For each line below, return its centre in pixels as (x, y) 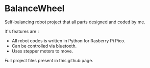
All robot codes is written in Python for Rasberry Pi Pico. (68, 41)
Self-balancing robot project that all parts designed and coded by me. (75, 22)
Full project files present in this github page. (49, 60)
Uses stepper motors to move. (42, 51)
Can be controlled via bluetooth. (44, 46)
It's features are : (22, 31)
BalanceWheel (35, 8)
